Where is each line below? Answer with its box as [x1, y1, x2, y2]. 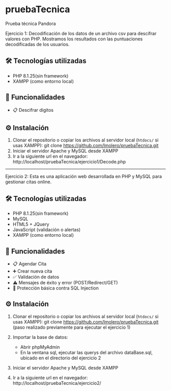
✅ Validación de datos [12, 274, 60, 280]
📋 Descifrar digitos [12, 107, 54, 113]
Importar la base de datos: [12, 334, 68, 340]
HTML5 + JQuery [12, 221, 49, 228]
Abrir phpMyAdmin [20, 344, 60, 350]
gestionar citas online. [5, 179, 52, 185]
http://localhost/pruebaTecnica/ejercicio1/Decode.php [12, 159, 126, 165]
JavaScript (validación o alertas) [12, 227, 81, 233]
